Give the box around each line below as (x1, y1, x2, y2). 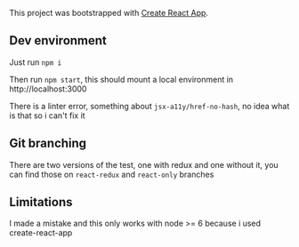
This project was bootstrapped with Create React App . (9, 8, 209, 18)
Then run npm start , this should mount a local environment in (9, 74, 234, 84)
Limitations (9, 195, 73, 210)
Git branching (9, 136, 87, 151)
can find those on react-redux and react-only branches (9, 169, 214, 179)
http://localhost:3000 (9, 84, 87, 94)
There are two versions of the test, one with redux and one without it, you (9, 159, 279, 170)
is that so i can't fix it (9, 110, 86, 121)
